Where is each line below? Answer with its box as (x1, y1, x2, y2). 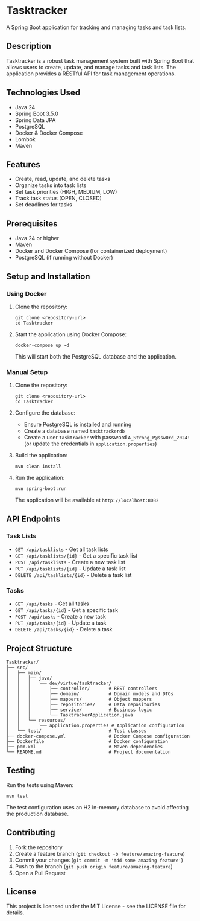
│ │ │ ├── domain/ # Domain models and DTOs (6, 690, 173, 697)
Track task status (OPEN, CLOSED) (14, 194, 102, 202)
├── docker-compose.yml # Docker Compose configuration (6, 733, 190, 739)
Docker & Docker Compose (14, 129, 83, 136)
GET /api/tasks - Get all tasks (14, 600, 89, 607)
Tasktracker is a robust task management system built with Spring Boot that (6, 57, 195, 64)
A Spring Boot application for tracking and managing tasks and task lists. (6, 24, 187, 31)
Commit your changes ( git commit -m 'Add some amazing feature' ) (14, 856, 184, 864)
